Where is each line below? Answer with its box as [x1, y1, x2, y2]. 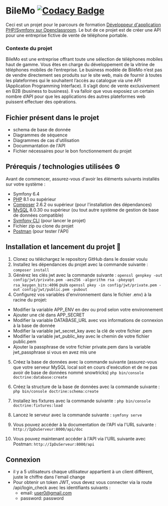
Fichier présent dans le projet [6, 113, 99, 122]
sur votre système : [6, 181, 46, 187]
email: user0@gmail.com [20, 490, 72, 496]
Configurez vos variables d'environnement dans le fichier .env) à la [13, 291, 152, 297]
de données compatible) [13, 212, 64, 218]
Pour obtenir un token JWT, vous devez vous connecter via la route [13, 479, 152, 485]
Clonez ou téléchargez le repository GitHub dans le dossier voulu [13, 256, 148, 262]
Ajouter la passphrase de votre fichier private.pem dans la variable [13, 344, 151, 350]
